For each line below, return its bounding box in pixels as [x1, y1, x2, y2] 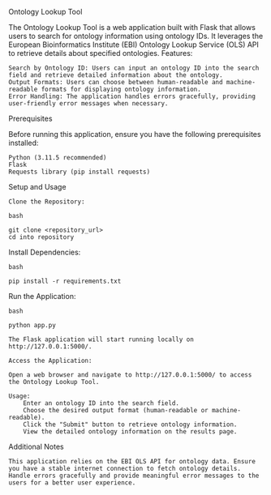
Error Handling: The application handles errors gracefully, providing [8, 92, 256, 100]
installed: [8, 138, 39, 147]
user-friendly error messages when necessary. [8, 100, 169, 108]
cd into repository [8, 233, 75, 241]
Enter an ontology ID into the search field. [23, 399, 180, 408]
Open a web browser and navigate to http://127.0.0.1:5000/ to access [8, 371, 252, 379]
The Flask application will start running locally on [8, 335, 195, 344]
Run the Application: [8, 292, 76, 301]
